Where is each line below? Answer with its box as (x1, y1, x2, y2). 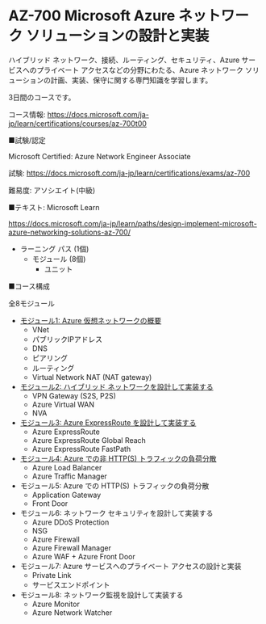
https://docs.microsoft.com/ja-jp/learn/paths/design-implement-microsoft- (8, 218, 258, 228)
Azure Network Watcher (31, 607, 113, 618)
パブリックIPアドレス (31, 334, 103, 344)
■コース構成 (8, 281, 51, 291)
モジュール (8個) (31, 254, 86, 264)
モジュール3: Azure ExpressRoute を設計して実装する (19, 417, 197, 428)
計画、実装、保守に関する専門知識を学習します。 (50, 75, 213, 85)
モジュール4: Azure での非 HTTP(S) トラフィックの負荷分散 (19, 453, 217, 463)
